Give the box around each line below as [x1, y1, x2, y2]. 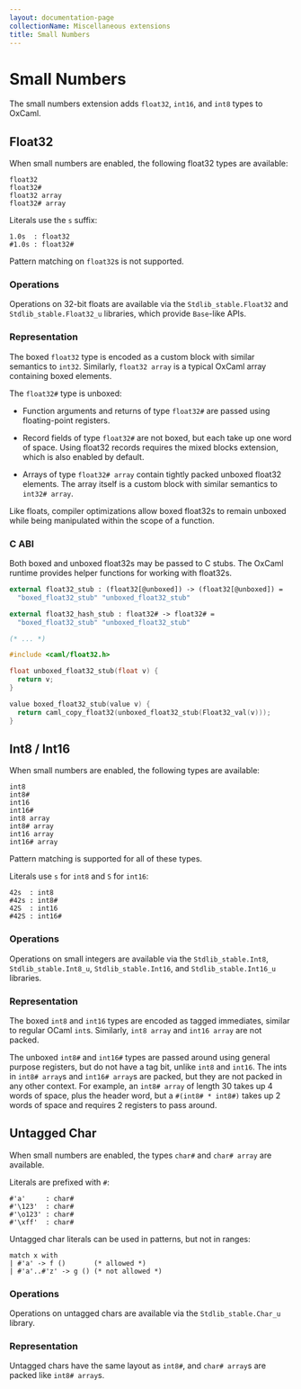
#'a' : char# [9, 1194, 75, 1203]
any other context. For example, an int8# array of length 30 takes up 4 [9, 1080, 273, 1091]
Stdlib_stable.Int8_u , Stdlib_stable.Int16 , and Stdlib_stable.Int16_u [9, 962, 277, 973]
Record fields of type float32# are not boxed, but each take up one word [22, 432, 292, 443]
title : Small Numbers [9, 30, 91, 39]
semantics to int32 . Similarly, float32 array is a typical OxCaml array [9, 361, 267, 372]
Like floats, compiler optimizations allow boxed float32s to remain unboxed [9, 505, 287, 516]
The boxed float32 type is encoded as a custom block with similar [9, 351, 255, 362]
